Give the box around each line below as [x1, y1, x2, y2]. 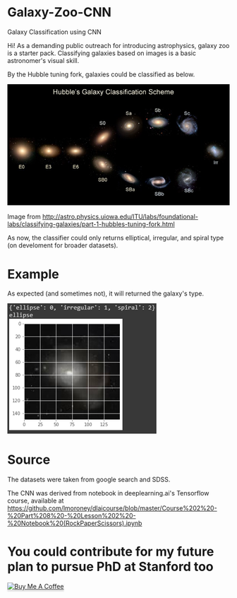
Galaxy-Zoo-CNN [7, 4, 111, 20]
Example [7, 266, 59, 282]
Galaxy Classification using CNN [7, 28, 102, 36]
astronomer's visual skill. [7, 56, 80, 64]
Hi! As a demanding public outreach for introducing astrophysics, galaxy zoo [7, 41, 230, 49]
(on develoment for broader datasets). [7, 241, 119, 250]
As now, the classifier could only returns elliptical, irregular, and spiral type [7, 234, 224, 242]
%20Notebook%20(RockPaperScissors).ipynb [7, 519, 142, 527]
